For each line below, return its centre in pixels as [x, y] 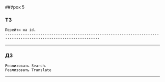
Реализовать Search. [26, 66]
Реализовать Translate [28, 70]
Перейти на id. [21, 30]
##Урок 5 [15, 7]
